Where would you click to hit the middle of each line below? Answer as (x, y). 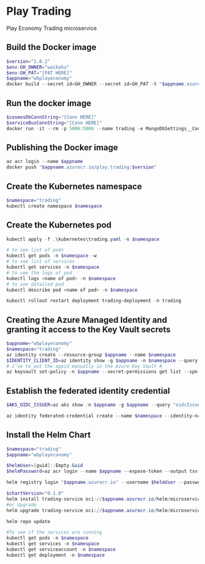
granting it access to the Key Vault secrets (88, 329)
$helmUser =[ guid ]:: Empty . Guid (45, 466)
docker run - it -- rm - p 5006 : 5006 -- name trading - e (75, 128)
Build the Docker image (51, 47)
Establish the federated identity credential (88, 391)
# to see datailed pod (35, 284)
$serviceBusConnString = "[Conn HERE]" (54, 123)
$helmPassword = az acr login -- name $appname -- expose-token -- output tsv (102, 471)
